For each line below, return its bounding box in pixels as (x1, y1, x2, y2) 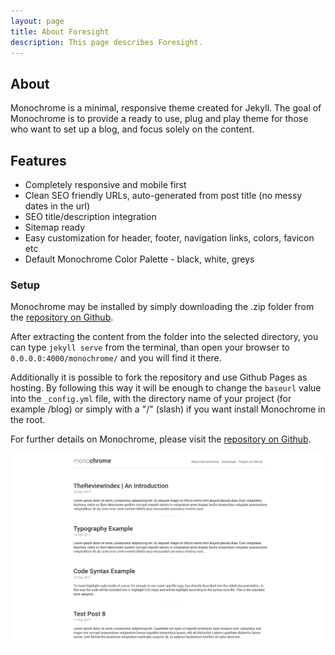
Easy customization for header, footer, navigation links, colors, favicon (24, 232, 315, 244)
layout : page (10, 16, 65, 26)
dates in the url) (24, 200, 90, 212)
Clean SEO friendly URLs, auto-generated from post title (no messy (24, 190, 303, 201)
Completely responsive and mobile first (24, 179, 187, 190)
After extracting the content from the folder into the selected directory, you (10, 331, 319, 343)
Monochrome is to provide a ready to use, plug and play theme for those (10, 113, 309, 125)
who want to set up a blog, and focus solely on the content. (10, 123, 255, 135)
